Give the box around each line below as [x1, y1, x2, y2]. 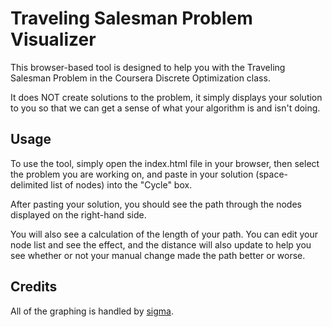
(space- [255, 168, 289, 180]
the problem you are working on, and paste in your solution [10, 168, 254, 180]
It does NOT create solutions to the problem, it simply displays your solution [10, 91, 323, 103]
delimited [10, 178, 49, 191]
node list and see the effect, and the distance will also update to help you [10, 238, 312, 251]
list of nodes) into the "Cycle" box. [50, 178, 193, 191]
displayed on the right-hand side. [10, 208, 147, 221]
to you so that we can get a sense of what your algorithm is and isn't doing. [10, 102, 321, 114]
